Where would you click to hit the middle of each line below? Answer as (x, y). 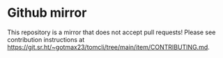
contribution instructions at (46, 39)
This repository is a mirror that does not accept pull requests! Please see (111, 32)
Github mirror (47, 13)
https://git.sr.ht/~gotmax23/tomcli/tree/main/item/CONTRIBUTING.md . (109, 47)
